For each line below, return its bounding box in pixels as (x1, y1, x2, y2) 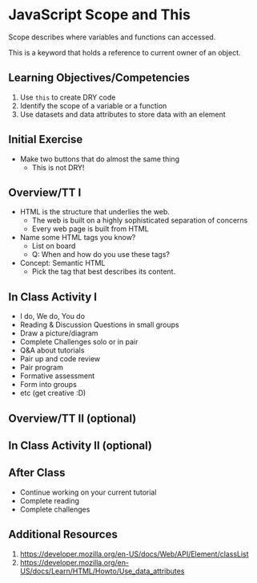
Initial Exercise (8, 132, 83, 146)
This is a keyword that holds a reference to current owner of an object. (8, 47, 242, 57)
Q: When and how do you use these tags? (31, 250, 171, 259)
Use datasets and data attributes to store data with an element (19, 109, 226, 119)
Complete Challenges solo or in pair (19, 337, 139, 347)
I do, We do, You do (19, 312, 86, 321)
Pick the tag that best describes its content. (31, 267, 176, 276)
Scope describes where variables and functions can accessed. (8, 32, 216, 42)
